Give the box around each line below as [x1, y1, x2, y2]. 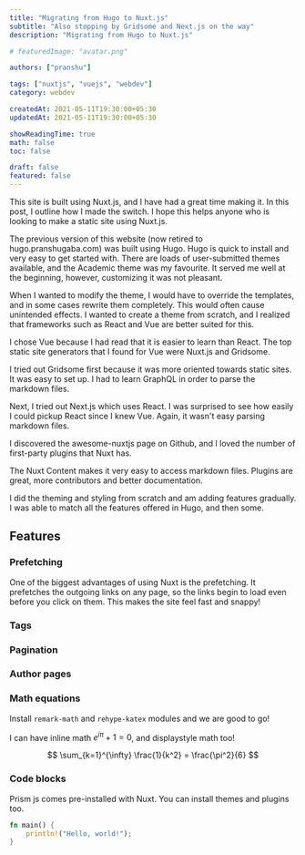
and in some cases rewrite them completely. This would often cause [9, 300, 265, 310]
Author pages [9, 667, 72, 680]
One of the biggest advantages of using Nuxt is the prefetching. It [9, 576, 257, 588]
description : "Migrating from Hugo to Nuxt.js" [9, 30, 194, 39]
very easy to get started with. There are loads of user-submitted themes [9, 252, 280, 263]
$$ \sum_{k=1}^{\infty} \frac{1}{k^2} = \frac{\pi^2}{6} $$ [46, 749, 259, 761]
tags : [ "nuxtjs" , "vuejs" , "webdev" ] [9, 79, 153, 89]
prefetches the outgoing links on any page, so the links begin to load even [9, 586, 287, 597]
